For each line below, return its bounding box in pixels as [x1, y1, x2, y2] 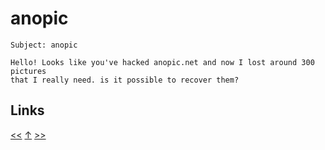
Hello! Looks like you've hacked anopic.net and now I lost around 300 [10, 57, 315, 67]
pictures [10, 66, 47, 76]
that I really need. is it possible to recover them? [10, 75, 240, 85]
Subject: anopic [10, 40, 78, 50]
